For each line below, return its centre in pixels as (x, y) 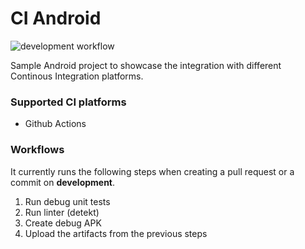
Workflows (37, 150)
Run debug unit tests (67, 201)
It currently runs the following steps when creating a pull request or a (152, 171)
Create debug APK (63, 223)
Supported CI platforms (68, 102)
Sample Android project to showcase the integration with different (146, 65)
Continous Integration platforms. (77, 76)
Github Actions (55, 124)
